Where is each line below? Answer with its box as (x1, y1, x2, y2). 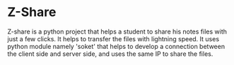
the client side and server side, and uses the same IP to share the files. (7, 50, 213, 58)
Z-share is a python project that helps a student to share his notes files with (7, 27, 228, 36)
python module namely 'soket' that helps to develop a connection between (7, 42, 225, 50)
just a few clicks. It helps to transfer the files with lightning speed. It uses (7, 34, 220, 43)
